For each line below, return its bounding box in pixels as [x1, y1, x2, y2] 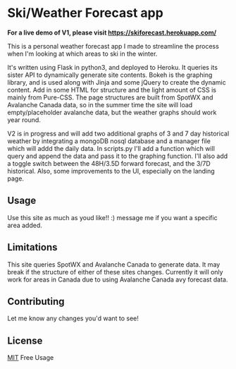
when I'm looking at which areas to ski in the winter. [7, 49, 158, 58]
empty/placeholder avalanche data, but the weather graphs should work [7, 108, 217, 116]
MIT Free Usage [7, 353, 54, 362]
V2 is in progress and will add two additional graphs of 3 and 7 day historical [7, 129, 230, 138]
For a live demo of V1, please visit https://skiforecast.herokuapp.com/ [7, 28, 217, 37]
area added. [7, 221, 42, 229]
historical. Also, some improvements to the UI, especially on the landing [7, 167, 215, 175]
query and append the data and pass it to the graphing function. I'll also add [7, 152, 228, 160]
